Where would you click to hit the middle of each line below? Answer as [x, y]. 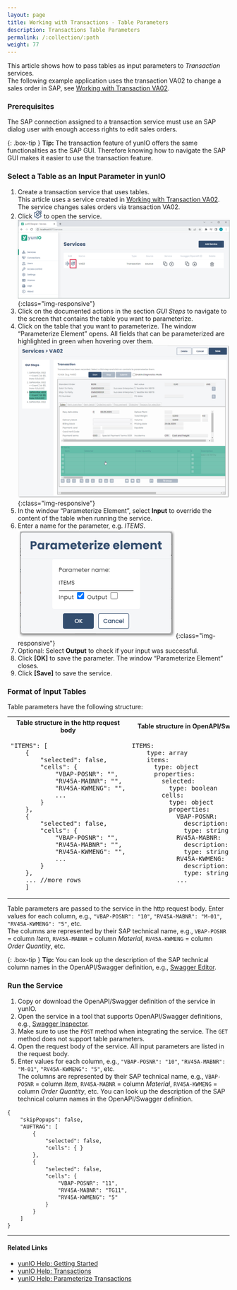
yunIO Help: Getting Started [58, 1263]
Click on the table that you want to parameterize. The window [107, 326]
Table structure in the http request [68, 722]
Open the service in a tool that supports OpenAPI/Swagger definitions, [120, 1016]
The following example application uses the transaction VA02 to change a [114, 81]
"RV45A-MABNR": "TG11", [93, 1190]
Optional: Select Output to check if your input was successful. [108, 651]
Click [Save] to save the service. [65, 673]
